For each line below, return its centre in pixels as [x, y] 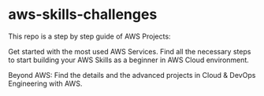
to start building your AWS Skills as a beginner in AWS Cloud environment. [129, 60]
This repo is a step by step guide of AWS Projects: [89, 36]
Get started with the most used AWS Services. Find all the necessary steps [130, 51]
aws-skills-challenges [83, 15]
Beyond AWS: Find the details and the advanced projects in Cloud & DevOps [132, 75]
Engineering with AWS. [45, 83]
